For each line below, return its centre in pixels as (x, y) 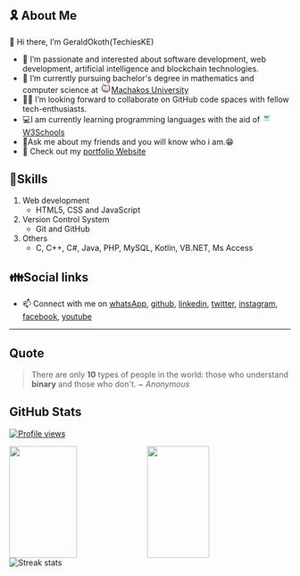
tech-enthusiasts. (54, 109)
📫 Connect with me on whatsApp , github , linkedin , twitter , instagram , (150, 304)
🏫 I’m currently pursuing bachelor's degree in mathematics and (138, 78)
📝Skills (29, 179)
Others (35, 238)
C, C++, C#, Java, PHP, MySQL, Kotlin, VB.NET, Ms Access (144, 248)
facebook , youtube (57, 317)
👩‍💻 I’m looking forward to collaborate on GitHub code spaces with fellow (156, 99)
